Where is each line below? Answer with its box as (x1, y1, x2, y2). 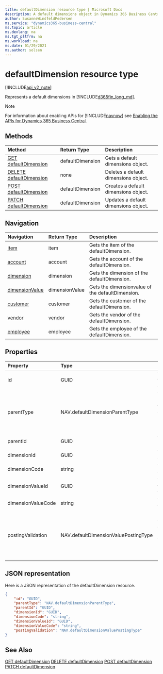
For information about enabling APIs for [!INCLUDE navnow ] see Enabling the (5, 113, 158, 119)
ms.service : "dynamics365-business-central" (5, 20, 97, 26)
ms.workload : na (5, 39, 38, 44)
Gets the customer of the (89, 297, 147, 304)
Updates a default (105, 197, 146, 203)
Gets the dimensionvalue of (89, 283, 152, 290)
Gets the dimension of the (89, 270, 148, 277)
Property (7, 362, 29, 369)
